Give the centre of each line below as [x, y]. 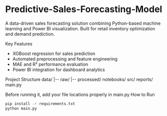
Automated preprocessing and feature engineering [65, 59]
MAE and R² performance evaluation [50, 64]
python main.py [21, 108]
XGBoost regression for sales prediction [54, 53]
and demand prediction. [30, 34]
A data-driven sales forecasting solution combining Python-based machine [83, 23]
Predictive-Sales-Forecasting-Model [84, 9]
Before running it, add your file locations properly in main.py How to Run [80, 94]
